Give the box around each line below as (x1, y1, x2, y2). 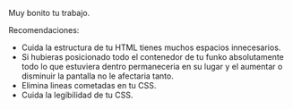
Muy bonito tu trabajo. (8, 8, 90, 18)
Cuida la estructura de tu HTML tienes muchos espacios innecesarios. (21, 42, 281, 53)
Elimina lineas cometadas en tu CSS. (21, 80, 157, 90)
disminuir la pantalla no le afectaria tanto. (21, 71, 174, 81)
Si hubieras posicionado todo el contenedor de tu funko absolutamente (21, 52, 284, 62)
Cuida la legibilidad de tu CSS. (21, 89, 134, 100)
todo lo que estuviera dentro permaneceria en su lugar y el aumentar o (21, 62, 283, 71)
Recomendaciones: (8, 25, 80, 35)
